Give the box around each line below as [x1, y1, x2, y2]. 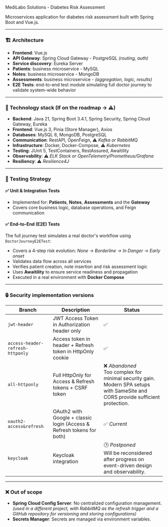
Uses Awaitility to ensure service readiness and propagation [12, 268, 138, 274]
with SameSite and [103, 387, 147, 394]
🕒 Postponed [103, 441, 136, 448]
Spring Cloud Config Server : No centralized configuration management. [12, 500, 162, 506]
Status [124, 306, 140, 313]
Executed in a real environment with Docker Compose [12, 274, 124, 280]
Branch [19, 306, 36, 313]
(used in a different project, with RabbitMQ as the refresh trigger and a [12, 505, 158, 511]
